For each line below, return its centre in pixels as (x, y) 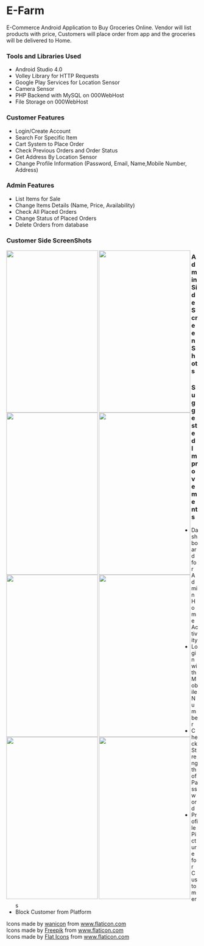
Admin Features (30, 185)
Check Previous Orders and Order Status (66, 150)
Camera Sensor (35, 89)
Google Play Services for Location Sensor (68, 82)
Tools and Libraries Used (44, 56)
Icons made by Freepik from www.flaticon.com (65, 930)
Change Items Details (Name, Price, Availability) (75, 205)
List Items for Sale (38, 199)
